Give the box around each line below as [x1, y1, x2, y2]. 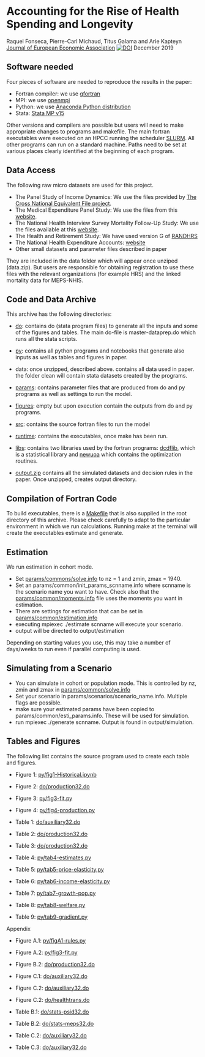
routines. [15, 457, 38, 465]
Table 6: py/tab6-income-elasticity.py [15, 877, 110, 885]
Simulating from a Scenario [6, 663, 112, 674]
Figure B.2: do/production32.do [15, 960, 95, 968]
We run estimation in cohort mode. [6, 563, 94, 570]
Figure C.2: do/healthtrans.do [15, 996, 90, 1003]
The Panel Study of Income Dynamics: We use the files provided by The [15, 193, 197, 200]
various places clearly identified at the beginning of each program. [6, 147, 174, 154]
